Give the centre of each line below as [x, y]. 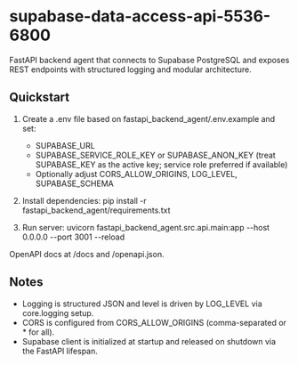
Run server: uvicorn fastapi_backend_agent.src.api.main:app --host [145, 227]
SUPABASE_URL [65, 145]
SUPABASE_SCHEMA [74, 183]
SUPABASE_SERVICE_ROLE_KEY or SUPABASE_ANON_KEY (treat [155, 155]
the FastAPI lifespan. [60, 351]
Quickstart [40, 97]
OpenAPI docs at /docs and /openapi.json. [87, 254]
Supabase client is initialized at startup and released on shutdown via [149, 341]
